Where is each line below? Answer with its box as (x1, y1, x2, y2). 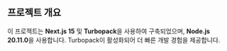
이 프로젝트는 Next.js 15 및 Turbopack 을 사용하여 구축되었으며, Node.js (7, 27, 211, 35)
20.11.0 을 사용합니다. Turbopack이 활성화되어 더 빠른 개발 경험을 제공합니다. (7, 35, 221, 44)
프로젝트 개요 (7, 6, 62, 19)
